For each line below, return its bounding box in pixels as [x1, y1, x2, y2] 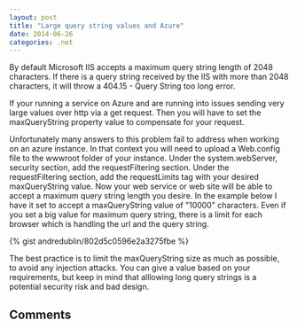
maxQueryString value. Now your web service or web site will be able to [9, 181, 273, 191]
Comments [9, 307, 72, 322]
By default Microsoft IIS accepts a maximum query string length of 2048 [9, 62, 273, 73]
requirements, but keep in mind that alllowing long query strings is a [9, 272, 257, 283]
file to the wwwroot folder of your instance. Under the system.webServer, [9, 152, 277, 164]
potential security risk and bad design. [9, 281, 150, 293]
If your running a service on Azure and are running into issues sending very [9, 98, 285, 109]
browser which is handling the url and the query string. [9, 219, 210, 230]
